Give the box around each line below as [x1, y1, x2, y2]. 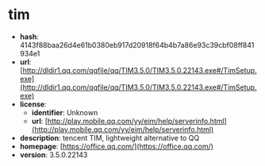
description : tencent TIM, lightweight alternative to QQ [19, 133, 200, 142]
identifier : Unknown [31, 107, 98, 117]
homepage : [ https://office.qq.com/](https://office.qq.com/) [19, 141, 214, 151]
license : [19, 99, 47, 109]
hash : [19, 32, 40, 41]
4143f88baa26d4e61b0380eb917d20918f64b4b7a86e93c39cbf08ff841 [19, 40, 255, 49]
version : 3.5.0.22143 [19, 149, 88, 160]
